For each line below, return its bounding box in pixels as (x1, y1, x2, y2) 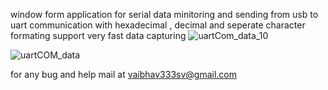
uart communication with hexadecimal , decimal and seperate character (10, 19, 306, 31)
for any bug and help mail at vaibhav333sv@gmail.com (10, 69, 238, 80)
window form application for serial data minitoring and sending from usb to (10, 9, 319, 20)
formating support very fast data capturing (10, 30, 187, 41)
